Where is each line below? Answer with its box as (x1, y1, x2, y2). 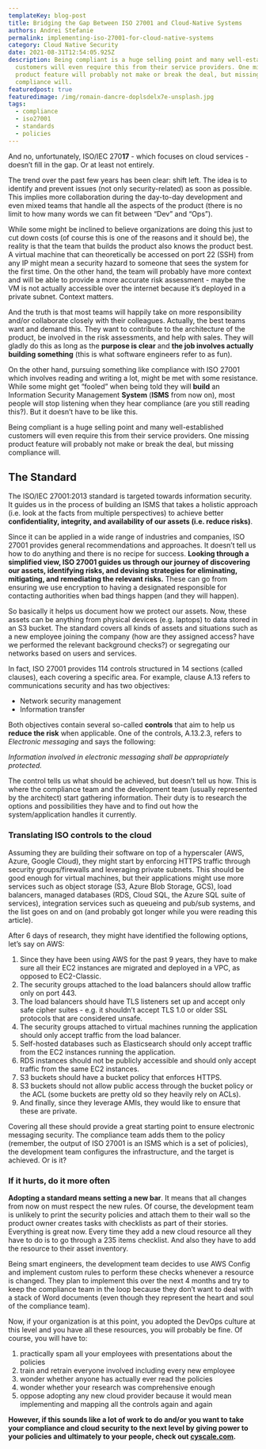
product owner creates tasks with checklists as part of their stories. (8, 1219, 228, 1228)
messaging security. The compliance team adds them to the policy (8, 1130, 226, 1140)
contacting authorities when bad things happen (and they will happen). (8, 591, 239, 601)
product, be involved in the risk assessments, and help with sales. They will (8, 332, 254, 342)
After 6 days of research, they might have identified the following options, (8, 930, 249, 940)
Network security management (19, 696, 121, 706)
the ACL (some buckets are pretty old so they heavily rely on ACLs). (19, 1089, 241, 1099)
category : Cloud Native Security (8, 41, 119, 49)
